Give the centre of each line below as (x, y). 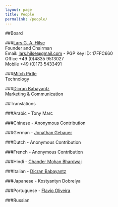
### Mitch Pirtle (21, 74)
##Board (14, 33)
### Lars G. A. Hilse (25, 43)
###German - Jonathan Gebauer (39, 133)
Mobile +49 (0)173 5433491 (33, 64)
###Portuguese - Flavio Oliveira (38, 191)
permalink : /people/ (27, 19)
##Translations (21, 104)
